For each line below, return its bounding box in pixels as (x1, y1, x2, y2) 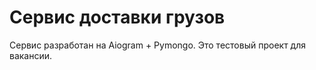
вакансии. (9, 49, 53, 61)
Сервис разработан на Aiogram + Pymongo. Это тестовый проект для (9, 39, 306, 51)
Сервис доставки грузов (9, 6, 226, 29)
